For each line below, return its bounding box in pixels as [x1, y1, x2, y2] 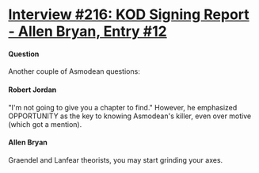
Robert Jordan [8, 85, 57, 94]
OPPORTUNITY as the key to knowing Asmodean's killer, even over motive [8, 111, 252, 121]
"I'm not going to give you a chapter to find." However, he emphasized [8, 102, 238, 112]
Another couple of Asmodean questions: [8, 67, 140, 76]
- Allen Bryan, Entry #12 [8, 22, 168, 40]
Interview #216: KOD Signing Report [8, 6, 249, 24]
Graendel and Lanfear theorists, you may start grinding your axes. [8, 155, 223, 164]
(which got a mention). [8, 119, 82, 129]
